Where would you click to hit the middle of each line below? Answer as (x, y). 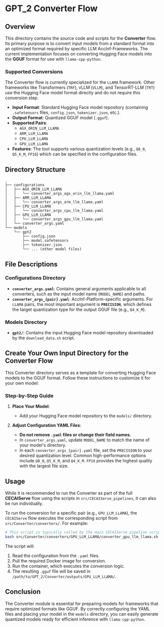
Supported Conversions (34, 71)
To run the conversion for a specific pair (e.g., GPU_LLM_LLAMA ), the (71, 513)
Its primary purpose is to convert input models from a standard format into (80, 43)
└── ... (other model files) (52, 249)
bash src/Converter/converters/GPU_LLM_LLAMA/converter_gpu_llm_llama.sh (82, 537)
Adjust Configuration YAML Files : (47, 425)
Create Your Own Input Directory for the (67, 353)
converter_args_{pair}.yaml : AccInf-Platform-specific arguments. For (82, 299)
